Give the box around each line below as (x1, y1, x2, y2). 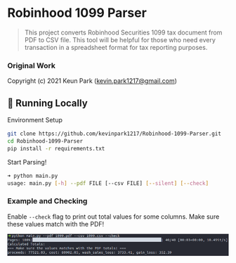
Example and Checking (7, 196, 88, 206)
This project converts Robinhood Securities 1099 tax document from (24, 28, 223, 37)
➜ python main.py (7, 172, 58, 179)
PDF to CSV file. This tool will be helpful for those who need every (24, 35, 216, 44)
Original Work (7, 60, 56, 70)
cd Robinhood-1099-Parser (7, 137, 83, 145)
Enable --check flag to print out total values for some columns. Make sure (7, 212, 220, 221)
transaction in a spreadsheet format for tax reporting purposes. (24, 43, 208, 51)
